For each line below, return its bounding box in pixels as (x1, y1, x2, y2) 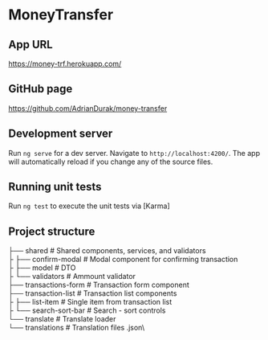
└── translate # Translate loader (8, 314, 116, 324)
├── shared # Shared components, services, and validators (8, 246, 206, 256)
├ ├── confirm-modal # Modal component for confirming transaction (8, 255, 238, 264)
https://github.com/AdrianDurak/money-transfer (8, 103, 168, 113)
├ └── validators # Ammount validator (8, 272, 136, 281)
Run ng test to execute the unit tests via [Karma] (8, 201, 170, 211)
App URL (8, 38, 54, 51)
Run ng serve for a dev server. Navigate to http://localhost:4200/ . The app (8, 148, 261, 158)
